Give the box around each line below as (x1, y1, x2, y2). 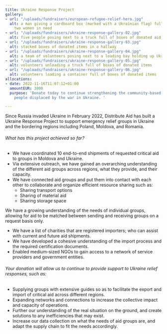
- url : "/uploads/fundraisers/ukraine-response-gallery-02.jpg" (5, 30, 141, 35)
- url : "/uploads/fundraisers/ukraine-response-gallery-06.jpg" (5, 68, 141, 73)
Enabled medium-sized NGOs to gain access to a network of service (12, 249, 153, 255)
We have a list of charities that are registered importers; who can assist (12, 228, 158, 234)
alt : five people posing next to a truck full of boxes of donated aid (9, 35, 162, 40)
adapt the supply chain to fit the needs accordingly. (12, 323, 118, 329)
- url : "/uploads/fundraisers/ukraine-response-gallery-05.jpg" (5, 58, 141, 63)
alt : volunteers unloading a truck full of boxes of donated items (9, 63, 153, 68)
